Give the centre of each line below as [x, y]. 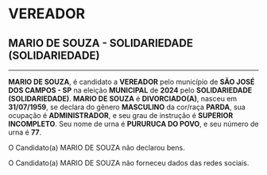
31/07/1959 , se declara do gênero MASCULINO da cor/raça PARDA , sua [127, 107]
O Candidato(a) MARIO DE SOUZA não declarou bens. [97, 148]
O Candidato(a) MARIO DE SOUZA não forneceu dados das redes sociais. [129, 163]
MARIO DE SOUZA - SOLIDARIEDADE [101, 43]
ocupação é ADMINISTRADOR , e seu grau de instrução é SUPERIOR [121, 115]
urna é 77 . [25, 132]
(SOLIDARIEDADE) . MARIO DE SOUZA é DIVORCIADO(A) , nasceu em [123, 99]
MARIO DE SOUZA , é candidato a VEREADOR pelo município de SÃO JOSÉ [132, 82]
